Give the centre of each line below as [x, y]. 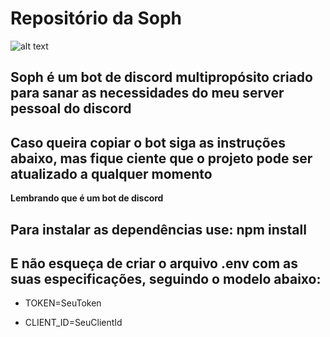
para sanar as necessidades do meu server [147, 93]
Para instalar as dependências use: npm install [158, 229]
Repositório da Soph [96, 18]
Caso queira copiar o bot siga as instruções [148, 142]
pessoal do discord [71, 108]
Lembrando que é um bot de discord [87, 198]
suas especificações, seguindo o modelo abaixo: [166, 278]
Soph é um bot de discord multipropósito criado [161, 77]
